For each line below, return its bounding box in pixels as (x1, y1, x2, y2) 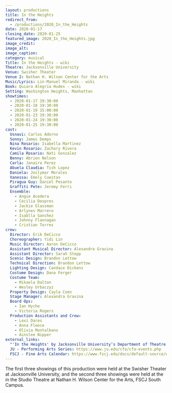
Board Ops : (10, 299, 33, 304)
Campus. (5, 382, 25, 388)
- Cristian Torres (14, 222, 54, 228)
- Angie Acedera (14, 194, 50, 199)
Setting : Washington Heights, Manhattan (5, 88, 93, 94)
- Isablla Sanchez (14, 213, 54, 218)
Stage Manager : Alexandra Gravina (10, 294, 83, 300)
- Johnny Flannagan (14, 218, 56, 223)
